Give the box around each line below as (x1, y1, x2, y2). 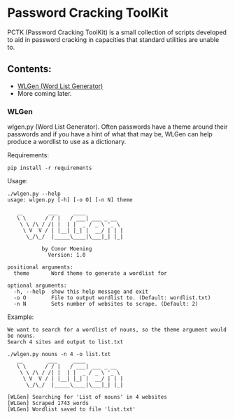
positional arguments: (7, 264, 73, 271)
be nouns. (7, 332, 36, 340)
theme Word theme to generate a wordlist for (13, 270, 168, 277)
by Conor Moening (41, 246, 92, 253)
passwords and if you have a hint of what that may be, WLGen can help (7, 130, 213, 139)
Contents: (7, 63, 52, 75)
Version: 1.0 (48, 252, 86, 259)
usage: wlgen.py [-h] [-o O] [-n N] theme (7, 197, 133, 204)
